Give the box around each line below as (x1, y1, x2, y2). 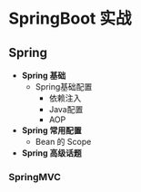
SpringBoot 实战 (8, 8, 132, 29)
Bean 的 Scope (35, 137, 92, 147)
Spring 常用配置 (21, 125, 83, 136)
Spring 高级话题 (21, 148, 83, 158)
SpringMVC (8, 170, 61, 183)
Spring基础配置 (35, 82, 93, 91)
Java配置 (48, 104, 84, 114)
